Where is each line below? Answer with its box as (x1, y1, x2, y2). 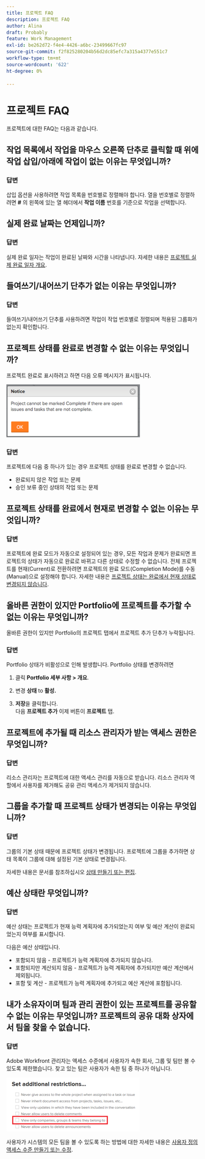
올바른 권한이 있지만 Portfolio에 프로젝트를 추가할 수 (6, 600, 192, 611)
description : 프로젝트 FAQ (6, 16, 70, 23)
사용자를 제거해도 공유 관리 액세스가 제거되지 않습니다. (22, 781, 151, 788)
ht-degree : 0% (6, 68, 43, 74)
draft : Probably (6, 29, 48, 36)
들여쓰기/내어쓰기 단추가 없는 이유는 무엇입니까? (6, 281, 177, 291)
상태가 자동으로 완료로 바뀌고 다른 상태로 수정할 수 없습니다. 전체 (27, 557, 181, 565)
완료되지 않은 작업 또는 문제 (15, 476, 81, 483)
